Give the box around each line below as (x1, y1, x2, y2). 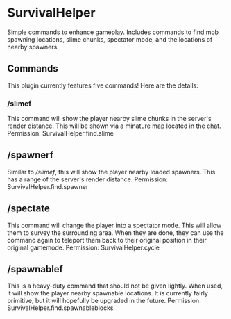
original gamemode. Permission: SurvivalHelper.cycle (7, 243, 160, 252)
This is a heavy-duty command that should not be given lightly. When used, (7, 281, 223, 290)
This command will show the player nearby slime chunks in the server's (7, 115, 212, 123)
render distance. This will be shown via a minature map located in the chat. (7, 122, 221, 130)
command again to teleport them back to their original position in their (7, 236, 207, 244)
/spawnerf (7, 149, 54, 161)
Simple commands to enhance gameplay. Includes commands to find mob (7, 28, 219, 36)
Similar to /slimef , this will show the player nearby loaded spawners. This (7, 167, 216, 176)
